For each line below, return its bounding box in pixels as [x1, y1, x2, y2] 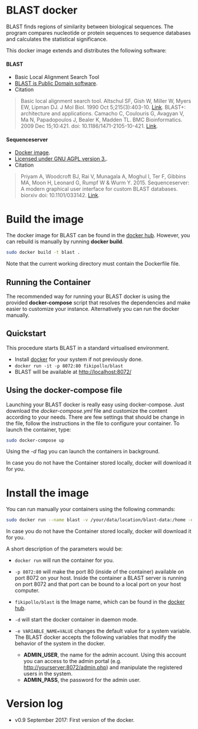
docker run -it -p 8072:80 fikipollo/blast [14, 363, 124, 369]
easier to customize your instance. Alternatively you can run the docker [6, 305, 180, 312]
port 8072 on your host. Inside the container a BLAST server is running [14, 575, 187, 582]
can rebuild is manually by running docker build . [6, 238, 124, 245]
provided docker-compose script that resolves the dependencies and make [6, 299, 190, 306]
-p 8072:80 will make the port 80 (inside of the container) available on [14, 568, 184, 575]
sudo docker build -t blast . [6, 250, 81, 256]
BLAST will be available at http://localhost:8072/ [14, 368, 131, 375]
